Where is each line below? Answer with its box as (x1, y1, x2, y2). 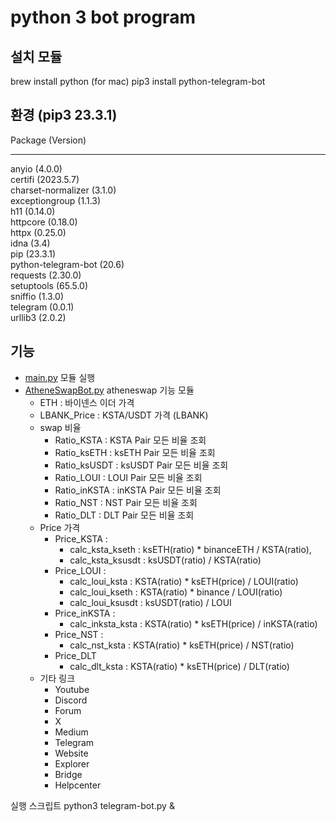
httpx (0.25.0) (10, 226, 67, 238)
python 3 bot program (10, 6, 196, 29)
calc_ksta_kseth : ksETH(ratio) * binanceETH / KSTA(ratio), (69, 543, 312, 555)
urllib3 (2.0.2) (10, 311, 67, 323)
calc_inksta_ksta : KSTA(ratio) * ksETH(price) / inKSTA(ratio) (69, 617, 318, 630)
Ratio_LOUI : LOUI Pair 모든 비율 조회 (54, 471, 203, 483)
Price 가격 (39, 521, 81, 533)
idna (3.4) (10, 237, 51, 249)
